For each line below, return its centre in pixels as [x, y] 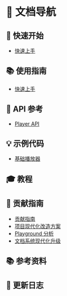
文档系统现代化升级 [38, 241]
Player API [27, 123]
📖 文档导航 [31, 12]
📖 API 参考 [24, 109]
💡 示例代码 [25, 144]
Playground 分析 [34, 233]
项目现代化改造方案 [38, 226]
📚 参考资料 [27, 261]
